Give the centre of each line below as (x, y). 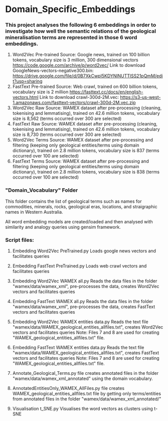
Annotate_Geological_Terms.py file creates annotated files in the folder (86, 373)
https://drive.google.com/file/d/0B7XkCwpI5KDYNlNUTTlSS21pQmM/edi (88, 76)
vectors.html (25, 97)
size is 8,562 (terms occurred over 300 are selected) (67, 118)
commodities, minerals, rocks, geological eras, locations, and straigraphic (81, 206)
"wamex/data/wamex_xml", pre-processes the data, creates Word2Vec (86, 287)
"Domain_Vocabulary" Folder (42, 190)
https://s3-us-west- (140, 97)
